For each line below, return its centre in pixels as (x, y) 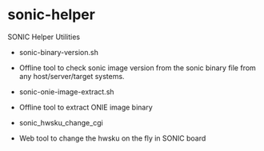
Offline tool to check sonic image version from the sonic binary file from (138, 68)
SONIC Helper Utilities (44, 37)
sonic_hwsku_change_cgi (61, 122)
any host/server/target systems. (72, 76)
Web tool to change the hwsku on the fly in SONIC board (112, 138)
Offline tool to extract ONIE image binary (86, 107)
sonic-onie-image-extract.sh (66, 91)
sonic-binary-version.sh (59, 52)
